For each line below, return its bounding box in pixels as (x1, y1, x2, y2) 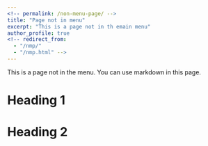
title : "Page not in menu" (7, 17, 86, 24)
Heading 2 (7, 124, 68, 140)
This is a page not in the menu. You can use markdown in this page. (7, 67, 202, 76)
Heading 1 (7, 92, 66, 108)
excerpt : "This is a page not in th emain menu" (7, 23, 151, 30)
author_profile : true (7, 29, 70, 37)
